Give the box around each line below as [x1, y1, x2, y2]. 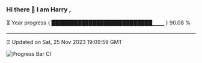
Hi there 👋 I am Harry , [6, 5, 72, 14]
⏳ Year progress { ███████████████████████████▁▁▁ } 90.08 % [6, 19, 191, 26]
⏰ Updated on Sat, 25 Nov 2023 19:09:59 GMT [6, 39, 123, 46]
